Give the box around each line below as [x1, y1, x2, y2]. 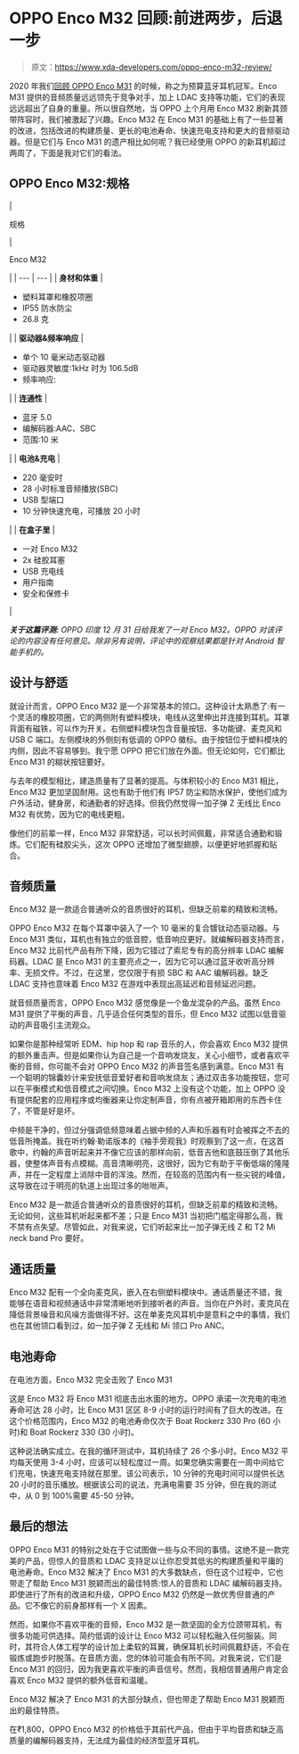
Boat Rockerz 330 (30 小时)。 [29, 1427, 140, 1437]
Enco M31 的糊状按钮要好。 [9, 756, 109, 767]
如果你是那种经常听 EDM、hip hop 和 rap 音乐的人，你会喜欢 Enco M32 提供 [9, 1038, 288, 1049]
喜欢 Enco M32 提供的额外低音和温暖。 [9, 1675, 153, 1685]
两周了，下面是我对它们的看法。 [9, 147, 126, 158]
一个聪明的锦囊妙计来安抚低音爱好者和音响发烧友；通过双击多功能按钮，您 [9, 1072, 282, 1083]
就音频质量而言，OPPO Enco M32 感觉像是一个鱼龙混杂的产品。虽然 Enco [9, 997, 281, 1008]
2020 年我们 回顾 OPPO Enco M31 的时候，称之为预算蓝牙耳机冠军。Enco [9, 80, 278, 91]
